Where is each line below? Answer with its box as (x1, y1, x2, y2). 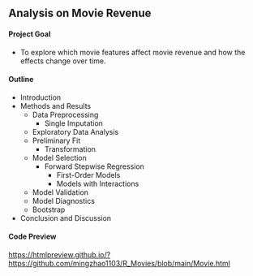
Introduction (19, 93, 62, 102)
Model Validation (32, 187, 89, 197)
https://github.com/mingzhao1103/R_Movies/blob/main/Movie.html (8, 259, 231, 268)
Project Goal (8, 28, 51, 39)
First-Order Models (56, 170, 121, 179)
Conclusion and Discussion (19, 213, 112, 222)
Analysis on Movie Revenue (8, 6, 152, 20)
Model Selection (32, 153, 88, 162)
